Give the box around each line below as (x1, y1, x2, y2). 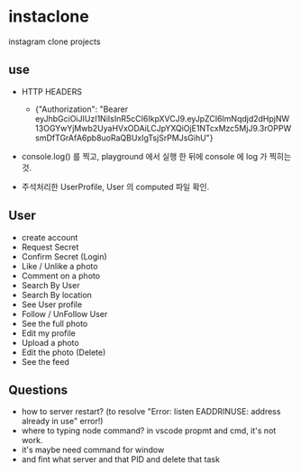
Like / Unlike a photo (21, 260, 98, 271)
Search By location (21, 289, 92, 300)
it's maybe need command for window (21, 444, 165, 456)
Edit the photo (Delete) (21, 347, 106, 358)
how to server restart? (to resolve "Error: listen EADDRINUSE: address (21, 406, 281, 417)
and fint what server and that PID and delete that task (21, 454, 220, 465)
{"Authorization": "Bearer (34, 104, 128, 114)
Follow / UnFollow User (21, 308, 108, 319)
